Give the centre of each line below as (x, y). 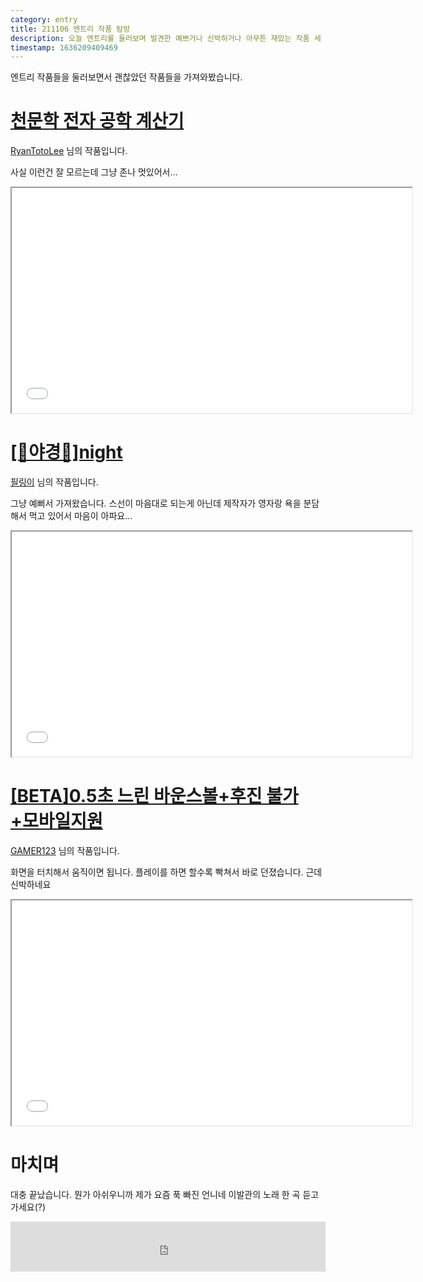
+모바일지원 (56, 821)
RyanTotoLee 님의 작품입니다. (69, 151)
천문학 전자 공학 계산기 (97, 121)
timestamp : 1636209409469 (64, 47)
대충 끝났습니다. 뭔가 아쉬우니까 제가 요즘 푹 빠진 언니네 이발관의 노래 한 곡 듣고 (165, 1194)
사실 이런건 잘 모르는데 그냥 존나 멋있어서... (94, 172)
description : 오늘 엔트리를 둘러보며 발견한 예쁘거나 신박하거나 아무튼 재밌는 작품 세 (166, 38)
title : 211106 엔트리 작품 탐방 (70, 29)
